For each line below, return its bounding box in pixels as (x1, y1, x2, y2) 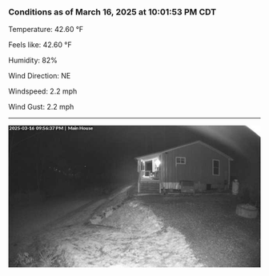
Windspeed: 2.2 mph (8, 86, 78, 96)
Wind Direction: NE (8, 71, 71, 81)
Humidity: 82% (8, 55, 58, 66)
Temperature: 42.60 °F (8, 25, 84, 34)
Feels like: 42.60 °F (8, 40, 72, 50)
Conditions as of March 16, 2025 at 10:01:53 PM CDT (8, 6, 217, 18)
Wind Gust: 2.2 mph (8, 102, 74, 112)
